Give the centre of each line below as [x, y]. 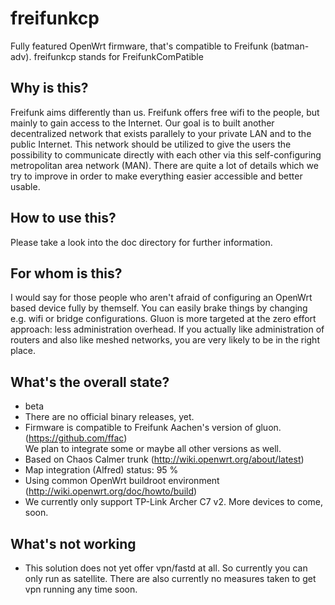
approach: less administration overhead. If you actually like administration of [167, 329]
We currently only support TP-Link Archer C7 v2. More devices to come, [174, 502]
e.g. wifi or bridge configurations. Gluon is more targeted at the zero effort [163, 319]
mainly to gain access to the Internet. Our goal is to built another [142, 123]
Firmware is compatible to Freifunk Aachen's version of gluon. [153, 428]
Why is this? [49, 88]
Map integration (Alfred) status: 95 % [101, 470]
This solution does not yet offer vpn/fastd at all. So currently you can [166, 568]
